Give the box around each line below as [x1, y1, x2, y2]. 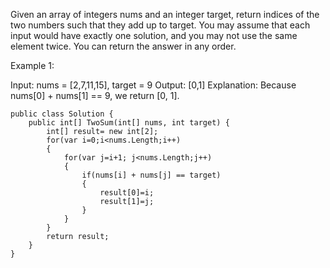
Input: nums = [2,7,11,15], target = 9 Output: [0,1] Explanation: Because [10, 79, 297, 91]
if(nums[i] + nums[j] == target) [81, 170, 222, 180]
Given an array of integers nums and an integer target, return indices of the [10, 9, 320, 20]
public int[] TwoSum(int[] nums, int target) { [28, 118, 230, 128]
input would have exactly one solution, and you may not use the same [10, 30, 298, 41]
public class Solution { [10, 109, 114, 119]
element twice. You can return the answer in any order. [10, 40, 237, 52]
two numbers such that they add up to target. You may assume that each [10, 19, 311, 31]
